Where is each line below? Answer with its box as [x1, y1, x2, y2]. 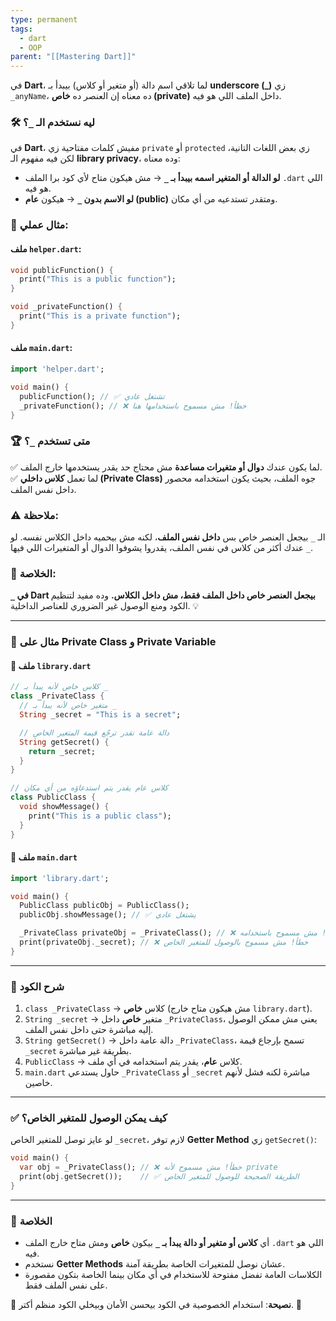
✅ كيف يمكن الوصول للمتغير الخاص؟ [10, 1111, 168, 1125]
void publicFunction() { [10, 265, 114, 275]
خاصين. [24, 1077, 53, 1089]
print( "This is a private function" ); [19, 311, 182, 321]
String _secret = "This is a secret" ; [19, 710, 182, 720]
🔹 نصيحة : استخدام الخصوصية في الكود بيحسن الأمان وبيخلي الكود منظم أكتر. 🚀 [10, 1299, 303, 1311]
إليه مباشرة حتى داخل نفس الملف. [24, 1024, 154, 1036]
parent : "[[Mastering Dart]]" [10, 52, 137, 62]
